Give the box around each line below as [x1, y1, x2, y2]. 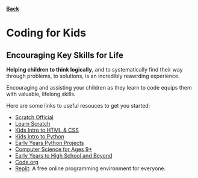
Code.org [14, 159, 39, 165]
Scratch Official [14, 114, 54, 121]
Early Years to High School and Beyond [14, 152, 113, 159]
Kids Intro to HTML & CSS [14, 126, 79, 133]
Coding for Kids [6, 26, 86, 40]
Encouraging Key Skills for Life [6, 50, 123, 60]
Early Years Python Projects [14, 140, 84, 146]
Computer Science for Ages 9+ [14, 146, 93, 153]
